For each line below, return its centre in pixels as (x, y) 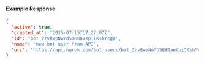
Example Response (31, 9)
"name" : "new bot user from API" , (55, 44)
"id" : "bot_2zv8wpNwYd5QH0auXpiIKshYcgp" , (66, 38)
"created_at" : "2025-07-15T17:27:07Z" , (62, 33)
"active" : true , (32, 27)
